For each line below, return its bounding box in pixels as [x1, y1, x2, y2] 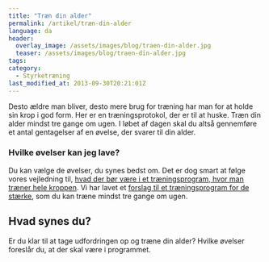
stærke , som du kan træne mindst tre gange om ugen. [8, 191, 188, 201]
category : [8, 64, 42, 73]
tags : [8, 57, 27, 65]
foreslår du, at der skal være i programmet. [8, 244, 151, 254]
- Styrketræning [15, 72, 70, 80]
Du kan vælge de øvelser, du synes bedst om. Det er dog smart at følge [8, 165, 246, 175]
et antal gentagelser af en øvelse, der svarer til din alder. [8, 127, 196, 137]
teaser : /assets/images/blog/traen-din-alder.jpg [15, 49, 186, 57]
